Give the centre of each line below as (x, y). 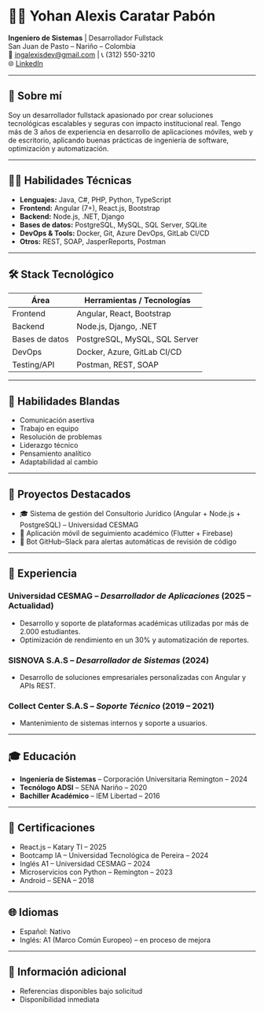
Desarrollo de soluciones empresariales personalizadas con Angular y (132, 677)
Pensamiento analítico (55, 454)
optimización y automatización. (59, 148)
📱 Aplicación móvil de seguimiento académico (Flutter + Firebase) (126, 533)
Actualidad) (31, 606)
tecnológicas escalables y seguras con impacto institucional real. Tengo (125, 123)
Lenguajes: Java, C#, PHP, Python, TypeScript (95, 199)
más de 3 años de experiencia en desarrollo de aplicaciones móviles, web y (130, 131)
